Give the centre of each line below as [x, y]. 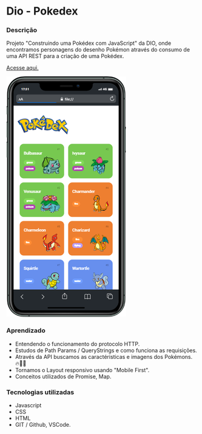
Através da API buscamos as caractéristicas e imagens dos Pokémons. [104, 356]
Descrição [22, 30]
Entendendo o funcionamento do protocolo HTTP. [77, 344]
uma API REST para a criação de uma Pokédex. [65, 56]
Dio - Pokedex [42, 11]
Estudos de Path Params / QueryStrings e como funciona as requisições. [106, 350]
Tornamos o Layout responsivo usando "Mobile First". [82, 370]
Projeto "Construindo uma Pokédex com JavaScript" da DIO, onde [89, 43]
